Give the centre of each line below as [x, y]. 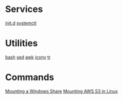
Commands [30, 77]
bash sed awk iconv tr [28, 57]
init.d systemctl [21, 23]
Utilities [21, 43]
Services [24, 9]
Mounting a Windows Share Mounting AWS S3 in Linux [61, 91]
